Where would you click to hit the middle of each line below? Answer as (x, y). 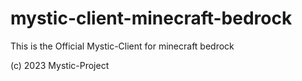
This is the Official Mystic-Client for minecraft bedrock (122, 46)
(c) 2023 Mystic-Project (60, 65)
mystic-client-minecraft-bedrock (151, 18)
